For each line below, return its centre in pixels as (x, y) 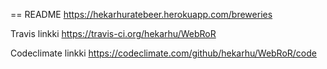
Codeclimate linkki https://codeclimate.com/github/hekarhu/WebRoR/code (163, 53)
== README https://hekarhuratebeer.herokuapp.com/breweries (141, 14)
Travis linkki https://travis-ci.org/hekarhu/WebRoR (113, 33)
